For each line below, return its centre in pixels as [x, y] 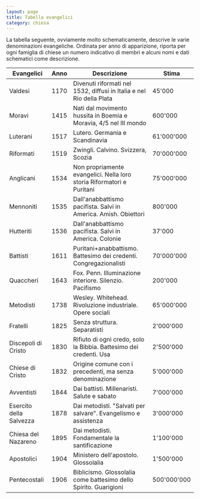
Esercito [21, 406]
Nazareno [23, 442]
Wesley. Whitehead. [101, 298]
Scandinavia [90, 140]
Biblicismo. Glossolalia [104, 472]
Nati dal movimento [100, 108]
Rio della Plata [93, 98]
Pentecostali [26, 480]
